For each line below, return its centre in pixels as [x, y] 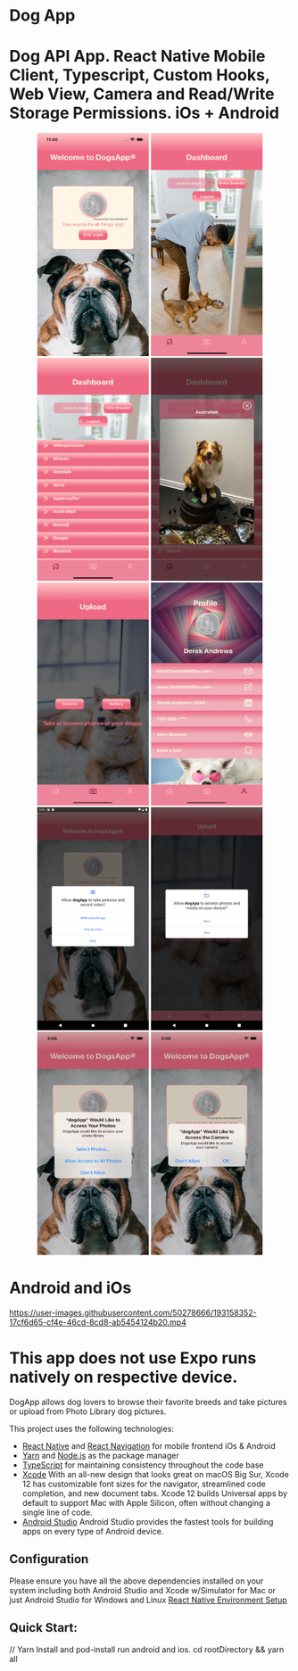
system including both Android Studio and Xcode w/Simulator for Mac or [143, 1590]
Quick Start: [43, 1628]
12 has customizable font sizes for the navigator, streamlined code [144, 1484]
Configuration [49, 1559]
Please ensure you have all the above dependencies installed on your [137, 1581]
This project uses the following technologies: [91, 1429]
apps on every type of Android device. [93, 1531]
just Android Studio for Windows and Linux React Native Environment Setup [148, 1600]
